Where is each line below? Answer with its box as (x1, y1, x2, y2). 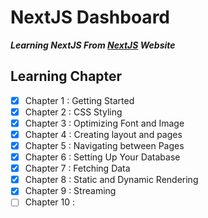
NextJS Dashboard (10, 6, 170, 29)
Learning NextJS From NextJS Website (10, 39, 176, 51)
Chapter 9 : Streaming (24, 185, 117, 197)
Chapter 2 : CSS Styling (24, 106, 123, 118)
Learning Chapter (10, 68, 123, 85)
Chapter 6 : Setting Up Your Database (24, 151, 181, 163)
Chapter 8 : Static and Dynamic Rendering (24, 174, 199, 186)
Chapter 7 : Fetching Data (24, 162, 131, 175)
